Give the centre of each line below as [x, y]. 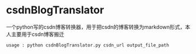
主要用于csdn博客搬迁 [38, 34]
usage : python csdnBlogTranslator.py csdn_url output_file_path [87, 45]
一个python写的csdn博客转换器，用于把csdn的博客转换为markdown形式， [96, 27]
